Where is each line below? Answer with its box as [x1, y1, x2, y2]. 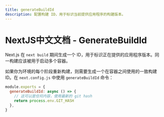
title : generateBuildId [5, 7, 55, 12]
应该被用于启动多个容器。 [18, 58, 70, 64]
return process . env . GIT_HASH [14, 98, 74, 104]
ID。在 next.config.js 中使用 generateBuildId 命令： [5, 75, 114, 80]
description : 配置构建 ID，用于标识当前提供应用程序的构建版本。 [5, 12, 126, 17]
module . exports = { [5, 84, 46, 89]
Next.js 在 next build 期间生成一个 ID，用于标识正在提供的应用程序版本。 [5, 52, 155, 58]
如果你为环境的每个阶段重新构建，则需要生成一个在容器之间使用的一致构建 [5, 69, 157, 75]
